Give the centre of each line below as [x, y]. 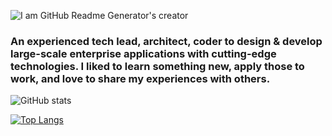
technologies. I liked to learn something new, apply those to [157, 66]
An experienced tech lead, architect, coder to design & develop [166, 41]
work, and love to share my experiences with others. [140, 78]
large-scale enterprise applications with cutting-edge [143, 53]
